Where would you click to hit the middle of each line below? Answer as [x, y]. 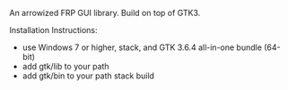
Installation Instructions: [53, 30]
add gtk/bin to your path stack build [88, 76]
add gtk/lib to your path [65, 66]
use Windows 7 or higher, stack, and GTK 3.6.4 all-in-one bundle [142, 47]
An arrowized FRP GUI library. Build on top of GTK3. [105, 13]
